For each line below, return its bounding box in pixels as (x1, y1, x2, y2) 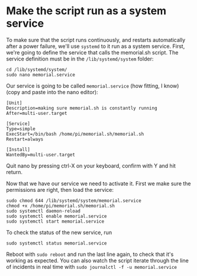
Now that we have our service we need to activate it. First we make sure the (6, 179, 191, 187)
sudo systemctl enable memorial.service (6, 213, 108, 219)
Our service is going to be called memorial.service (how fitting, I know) (6, 82, 179, 89)
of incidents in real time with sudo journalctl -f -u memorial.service (6, 263, 177, 270)
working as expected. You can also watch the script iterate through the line (6, 256, 189, 264)
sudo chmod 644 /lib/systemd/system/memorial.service (6, 197, 142, 204)
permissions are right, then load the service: (6, 186, 114, 193)
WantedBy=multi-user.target (6, 152, 76, 158)
